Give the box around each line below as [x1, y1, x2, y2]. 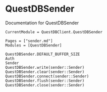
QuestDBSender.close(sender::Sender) [5, 82, 85, 87]
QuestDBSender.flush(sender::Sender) [5, 78, 85, 83]
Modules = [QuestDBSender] [5, 42, 62, 48]
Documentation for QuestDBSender [5, 20, 79, 26]
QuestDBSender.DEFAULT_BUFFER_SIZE [5, 52, 80, 57]
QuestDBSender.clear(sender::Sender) [5, 69, 85, 74]
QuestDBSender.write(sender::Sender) [5, 65, 85, 70]
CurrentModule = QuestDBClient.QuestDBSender [5, 29, 102, 34]
